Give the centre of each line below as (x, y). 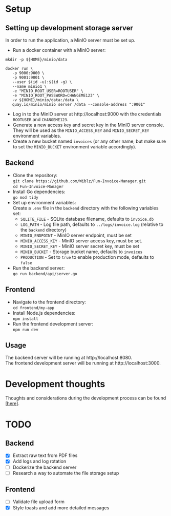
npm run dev (25, 330)
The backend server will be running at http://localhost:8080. (69, 358)
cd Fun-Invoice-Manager (38, 186)
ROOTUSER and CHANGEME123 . (40, 119)
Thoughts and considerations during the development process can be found (86, 398)
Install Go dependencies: (39, 192)
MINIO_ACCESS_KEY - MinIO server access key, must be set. (81, 241)
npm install (25, 319)
